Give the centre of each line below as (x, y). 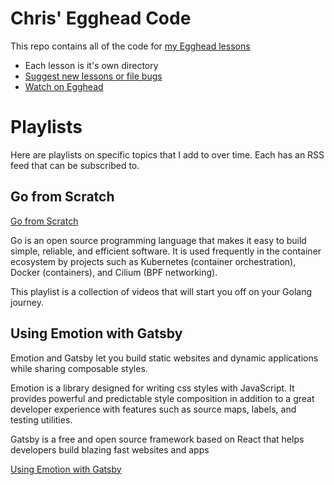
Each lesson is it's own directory (91, 65)
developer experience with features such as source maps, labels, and (153, 409)
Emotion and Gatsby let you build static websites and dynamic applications (164, 358)
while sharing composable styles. (79, 368)
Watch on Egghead (64, 86)
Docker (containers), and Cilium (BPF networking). (114, 272)
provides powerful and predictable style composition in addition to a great (162, 398)
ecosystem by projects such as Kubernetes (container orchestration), (153, 261)
